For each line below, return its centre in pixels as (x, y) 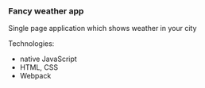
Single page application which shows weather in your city (102, 29)
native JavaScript (48, 59)
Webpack (35, 76)
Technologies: (31, 44)
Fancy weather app (46, 11)
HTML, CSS (39, 67)
